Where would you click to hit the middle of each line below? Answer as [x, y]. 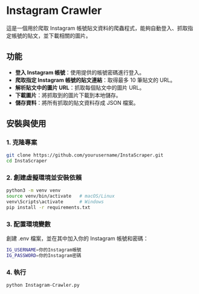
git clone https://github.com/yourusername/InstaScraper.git [85, 155]
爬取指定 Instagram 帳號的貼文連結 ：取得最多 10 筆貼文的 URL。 [95, 80]
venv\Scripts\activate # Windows [55, 202]
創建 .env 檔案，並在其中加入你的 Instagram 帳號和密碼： [77, 239]
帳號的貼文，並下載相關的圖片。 [51, 35]
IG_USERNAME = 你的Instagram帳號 [44, 250]
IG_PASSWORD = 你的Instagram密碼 [44, 256]
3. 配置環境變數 [29, 224]
